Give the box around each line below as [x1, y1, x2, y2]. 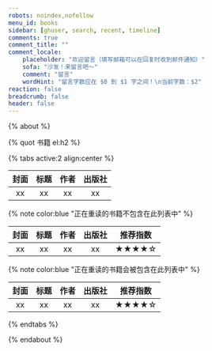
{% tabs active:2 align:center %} [8, 153, 115, 163]
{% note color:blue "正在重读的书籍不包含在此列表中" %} [8, 209, 194, 218]
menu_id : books [8, 19, 59, 27]
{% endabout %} [8, 335, 63, 345]
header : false [8, 100, 55, 108]
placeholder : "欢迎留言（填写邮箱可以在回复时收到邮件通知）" [22, 56, 206, 64]
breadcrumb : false [8, 92, 69, 100]
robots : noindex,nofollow [8, 11, 93, 20]
